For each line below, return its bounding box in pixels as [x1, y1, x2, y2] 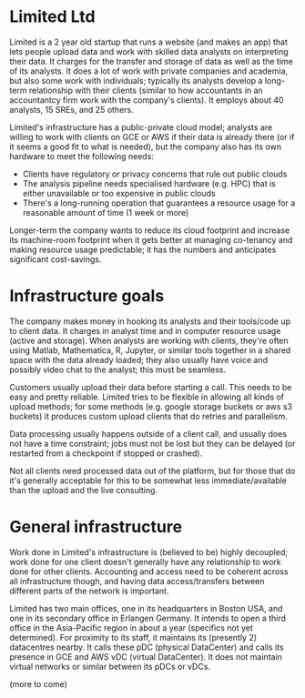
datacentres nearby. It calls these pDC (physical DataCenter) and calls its [9, 642, 284, 652]
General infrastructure [9, 517, 183, 538]
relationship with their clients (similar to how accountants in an [28, 85, 263, 96]
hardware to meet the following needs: [9, 150, 155, 161]
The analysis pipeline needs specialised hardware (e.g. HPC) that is [22, 177, 276, 188]
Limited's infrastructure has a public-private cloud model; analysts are [9, 121, 273, 133]
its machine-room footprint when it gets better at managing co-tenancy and [9, 234, 293, 245]
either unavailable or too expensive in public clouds [22, 187, 216, 198]
